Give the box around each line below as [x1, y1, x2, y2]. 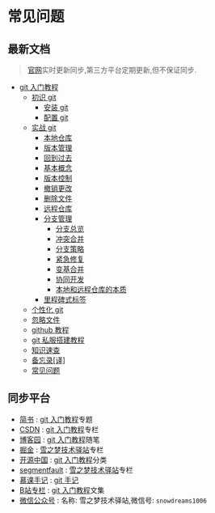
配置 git [43, 112, 69, 122]
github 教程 [31, 325, 70, 334]
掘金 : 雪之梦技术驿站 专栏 [19, 444, 104, 454]
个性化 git [31, 305, 64, 314]
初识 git [31, 92, 57, 102]
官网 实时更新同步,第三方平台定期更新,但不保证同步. [27, 66, 197, 74]
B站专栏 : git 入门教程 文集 [19, 485, 105, 494]
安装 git [43, 103, 69, 112]
